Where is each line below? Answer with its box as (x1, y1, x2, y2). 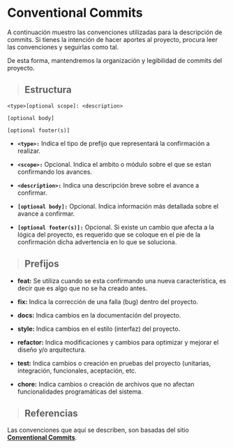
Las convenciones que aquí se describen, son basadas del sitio (7, 426, 190, 434)
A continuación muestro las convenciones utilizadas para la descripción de (7, 28, 223, 36)
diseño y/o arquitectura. (17, 345, 87, 354)
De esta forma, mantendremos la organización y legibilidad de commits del (7, 56, 223, 64)
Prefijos (24, 258, 59, 270)
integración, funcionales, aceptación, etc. (17, 366, 137, 375)
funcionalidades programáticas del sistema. (17, 387, 143, 396)
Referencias (24, 407, 78, 419)
